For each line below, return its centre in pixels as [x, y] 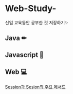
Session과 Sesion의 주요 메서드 [35, 87]
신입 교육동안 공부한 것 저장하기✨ [37, 22]
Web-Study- [31, 9]
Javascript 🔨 [24, 55]
